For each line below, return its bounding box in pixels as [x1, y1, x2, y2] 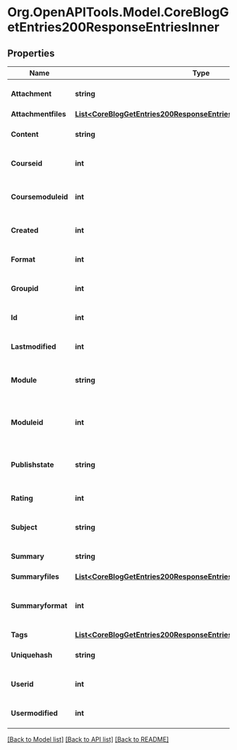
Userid [11, 680, 34, 689]
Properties [7, 47, 55, 59]
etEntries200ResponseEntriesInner [7, 19, 220, 35]
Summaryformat [11, 601, 68, 610]
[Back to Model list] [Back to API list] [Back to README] [7, 735, 169, 744]
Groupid [11, 283, 39, 293]
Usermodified [11, 708, 59, 718]
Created [11, 226, 39, 235]
